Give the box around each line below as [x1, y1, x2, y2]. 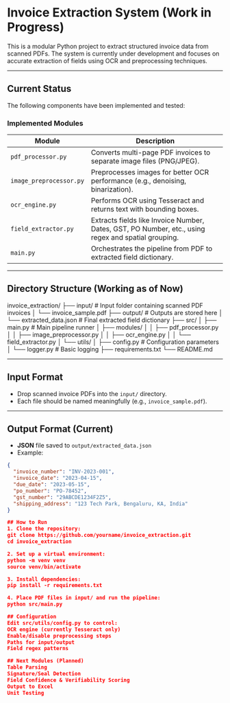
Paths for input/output [7, 638, 75, 646]
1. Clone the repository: [7, 525, 81, 533]
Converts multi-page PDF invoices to [90, 148, 211, 157]
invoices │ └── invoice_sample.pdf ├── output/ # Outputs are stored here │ [7, 308, 223, 316]
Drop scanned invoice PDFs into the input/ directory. [16, 389, 168, 397]
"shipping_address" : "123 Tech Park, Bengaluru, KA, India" [13, 500, 188, 507]
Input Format [7, 371, 64, 383]
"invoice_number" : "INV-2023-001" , [13, 468, 115, 475]
